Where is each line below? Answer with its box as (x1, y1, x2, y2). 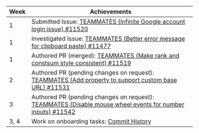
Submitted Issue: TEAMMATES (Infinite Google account (31, 18, 185, 25)
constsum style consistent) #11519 (31, 59, 131, 67)
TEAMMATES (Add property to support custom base (31, 76, 178, 84)
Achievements (89, 8, 132, 15)
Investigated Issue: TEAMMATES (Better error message (31, 35, 185, 43)
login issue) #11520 (31, 25, 89, 33)
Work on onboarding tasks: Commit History (31, 118, 152, 125)
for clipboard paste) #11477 (31, 42, 111, 50)
